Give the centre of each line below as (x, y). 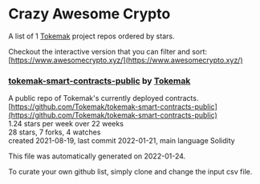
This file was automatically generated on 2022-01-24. (97, 156)
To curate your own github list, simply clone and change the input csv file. (130, 172)
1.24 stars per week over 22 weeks (66, 124)
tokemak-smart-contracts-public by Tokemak (100, 81)
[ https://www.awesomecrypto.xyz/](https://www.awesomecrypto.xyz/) (126, 60)
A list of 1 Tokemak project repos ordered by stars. (91, 36)
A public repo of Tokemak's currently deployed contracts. (104, 98)
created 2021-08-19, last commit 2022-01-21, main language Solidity (122, 141)
